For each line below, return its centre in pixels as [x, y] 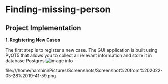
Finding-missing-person [58, 9]
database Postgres [25, 61]
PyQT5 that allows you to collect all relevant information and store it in [79, 55]
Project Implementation [43, 28]
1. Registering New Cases [33, 40]
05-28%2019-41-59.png [31, 76]
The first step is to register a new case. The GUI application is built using [81, 50]
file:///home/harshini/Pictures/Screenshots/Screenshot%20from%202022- [84, 70]
